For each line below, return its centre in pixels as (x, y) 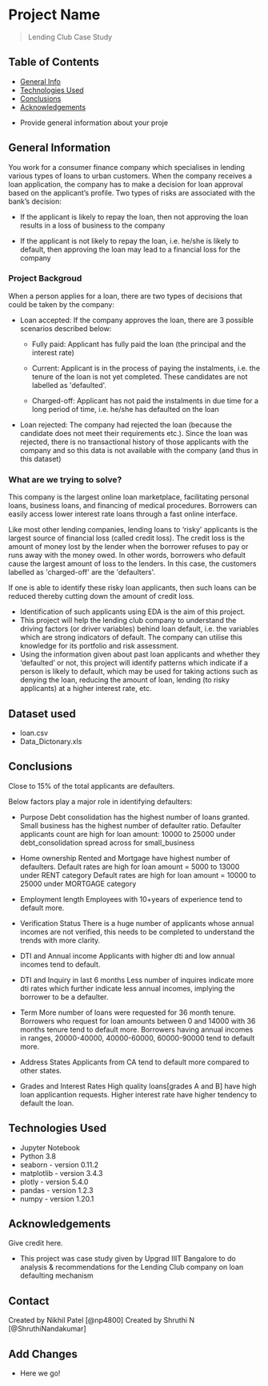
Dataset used (42, 714)
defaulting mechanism (56, 1275)
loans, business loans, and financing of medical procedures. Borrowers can (133, 506)
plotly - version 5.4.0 (54, 1182)
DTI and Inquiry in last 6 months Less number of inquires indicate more (137, 980)
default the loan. (47, 1103)
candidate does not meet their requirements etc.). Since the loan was (134, 433)
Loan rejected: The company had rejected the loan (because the (126, 424)
